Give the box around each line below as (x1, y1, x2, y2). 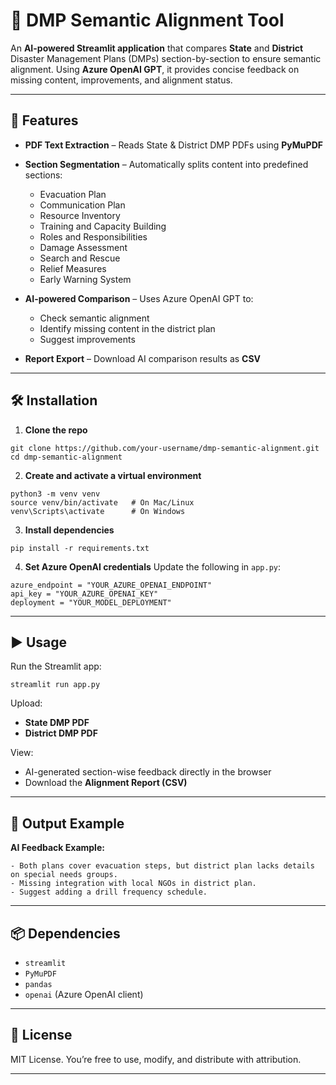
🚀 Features (10, 112, 79, 129)
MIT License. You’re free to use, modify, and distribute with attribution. (10, 1053, 302, 1065)
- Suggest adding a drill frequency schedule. (10, 887, 208, 898)
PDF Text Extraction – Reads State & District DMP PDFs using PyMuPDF (24, 139, 323, 151)
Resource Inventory (39, 209, 121, 221)
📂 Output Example (10, 815, 125, 832)
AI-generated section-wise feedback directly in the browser (24, 766, 272, 778)
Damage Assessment (39, 241, 128, 253)
